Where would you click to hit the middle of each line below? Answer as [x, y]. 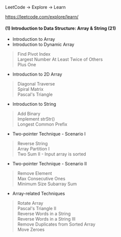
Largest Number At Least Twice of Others [60, 60]
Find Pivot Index [34, 54]
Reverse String [33, 144]
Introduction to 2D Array [37, 75]
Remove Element [35, 173]
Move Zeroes [31, 230]
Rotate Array [30, 203]
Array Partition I [33, 149]
